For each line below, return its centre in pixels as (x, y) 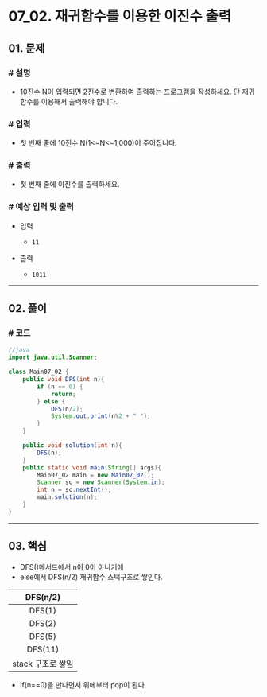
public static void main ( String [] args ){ (92, 467)
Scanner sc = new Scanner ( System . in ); (101, 482)
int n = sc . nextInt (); (74, 490)
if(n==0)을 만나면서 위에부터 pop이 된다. (83, 684)
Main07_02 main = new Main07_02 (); (96, 475)
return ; (64, 394)
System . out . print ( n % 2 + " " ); (101, 416)
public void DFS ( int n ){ (64, 380)
